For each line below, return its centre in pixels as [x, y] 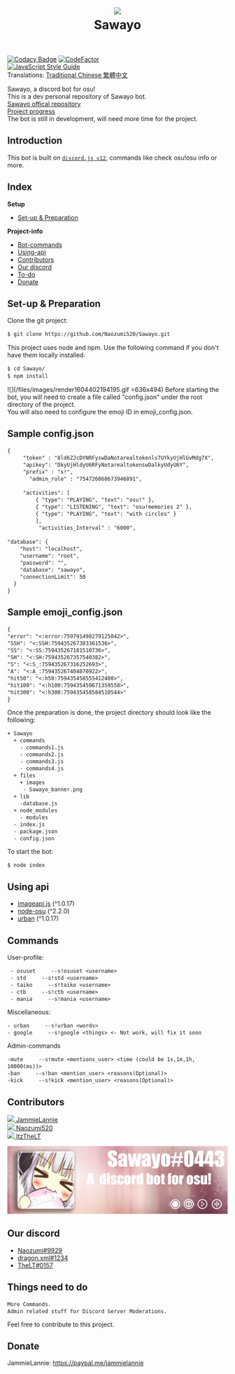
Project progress [31, 111]
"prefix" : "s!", [48, 472]
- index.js [29, 825]
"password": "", [44, 563]
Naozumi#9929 [40, 1250]
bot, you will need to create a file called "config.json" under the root [105, 397]
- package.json [36, 832]
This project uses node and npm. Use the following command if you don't [113, 348]
